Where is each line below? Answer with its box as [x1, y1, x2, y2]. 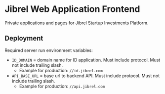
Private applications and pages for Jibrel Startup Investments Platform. [4, 20, 149, 26]
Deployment [4, 34, 43, 43]
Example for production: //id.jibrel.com [19, 67, 103, 73]
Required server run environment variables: [4, 47, 93, 53]
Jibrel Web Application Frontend [4, 3, 140, 15]
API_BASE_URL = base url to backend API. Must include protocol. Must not [11, 73, 160, 79]
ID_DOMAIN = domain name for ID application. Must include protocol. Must [11, 57, 161, 63]
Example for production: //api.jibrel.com [19, 83, 105, 89]
